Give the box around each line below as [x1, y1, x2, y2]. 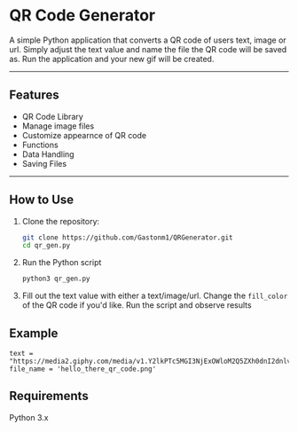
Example [9, 326, 59, 341]
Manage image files [21, 121, 95, 131]
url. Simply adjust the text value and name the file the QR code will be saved [9, 43, 287, 54]
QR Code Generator [9, 5, 156, 26]
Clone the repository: [21, 216, 100, 226]
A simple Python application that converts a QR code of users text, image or [9, 35, 286, 45]
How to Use [9, 192, 74, 208]
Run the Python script [21, 257, 102, 268]
